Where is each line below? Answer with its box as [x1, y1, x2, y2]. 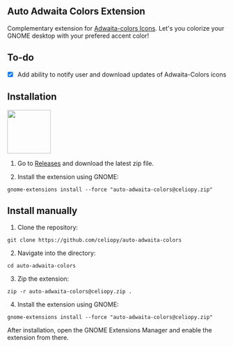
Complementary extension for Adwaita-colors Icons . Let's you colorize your [7, 24, 225, 32]
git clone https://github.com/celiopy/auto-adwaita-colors [7, 237, 182, 244]
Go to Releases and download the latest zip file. [17, 159, 154, 167]
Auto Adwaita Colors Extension [7, 6, 146, 17]
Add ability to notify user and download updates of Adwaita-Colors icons [17, 70, 227, 79]
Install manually [7, 205, 78, 217]
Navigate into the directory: [17, 249, 96, 257]
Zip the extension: [17, 275, 70, 283]
